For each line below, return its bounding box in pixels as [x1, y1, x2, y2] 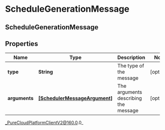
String [38, 69, 53, 76]
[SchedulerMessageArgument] [38, 95, 113, 102]
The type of [117, 62, 144, 69]
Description [117, 54, 146, 61]
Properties [5, 39, 38, 48]
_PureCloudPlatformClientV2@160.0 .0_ [5, 120, 83, 126]
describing [117, 95, 142, 102]
